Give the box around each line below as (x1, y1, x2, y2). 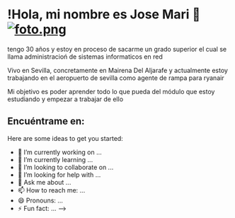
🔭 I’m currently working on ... (17, 148, 102, 156)
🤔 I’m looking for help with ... (17, 170, 101, 179)
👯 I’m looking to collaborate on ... (17, 163, 114, 171)
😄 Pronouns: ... (17, 196, 64, 205)
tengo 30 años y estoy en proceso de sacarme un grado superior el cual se (7, 45, 227, 53)
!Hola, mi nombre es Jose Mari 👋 (7, 6, 201, 23)
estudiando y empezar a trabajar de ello (7, 95, 124, 103)
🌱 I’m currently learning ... (17, 155, 93, 163)
